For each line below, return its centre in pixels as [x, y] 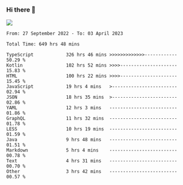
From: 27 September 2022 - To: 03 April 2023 [65, 34]
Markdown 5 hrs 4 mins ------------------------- [92, 150]
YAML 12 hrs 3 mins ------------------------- [92, 108]
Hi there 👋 [21, 10]
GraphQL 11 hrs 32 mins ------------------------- [92, 119]
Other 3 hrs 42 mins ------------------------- [92, 172]
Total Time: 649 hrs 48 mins [43, 44]
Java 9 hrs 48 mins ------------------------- [92, 140]
